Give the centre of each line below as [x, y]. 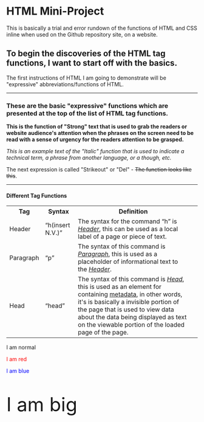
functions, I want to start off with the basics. [92, 63]
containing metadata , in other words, [130, 294]
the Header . [95, 269]
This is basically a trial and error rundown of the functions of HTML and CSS [102, 28]
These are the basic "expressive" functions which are [87, 106]
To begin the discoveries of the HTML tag [86, 54]
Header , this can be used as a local [128, 229]
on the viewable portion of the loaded [131, 325]
